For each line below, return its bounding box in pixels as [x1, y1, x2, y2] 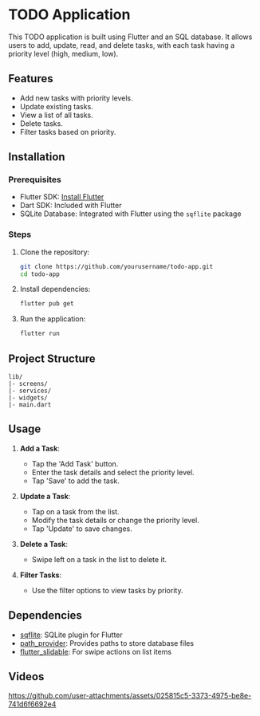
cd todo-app [19, 269, 60, 278]
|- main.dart [8, 401, 52, 409]
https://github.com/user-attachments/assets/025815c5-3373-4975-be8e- [8, 691, 252, 701]
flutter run [19, 329, 60, 338]
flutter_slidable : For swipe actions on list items [19, 647, 172, 656]
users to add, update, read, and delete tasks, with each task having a [8, 40, 235, 49]
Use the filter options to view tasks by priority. [31, 585, 183, 595]
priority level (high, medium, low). [8, 49, 119, 58]
